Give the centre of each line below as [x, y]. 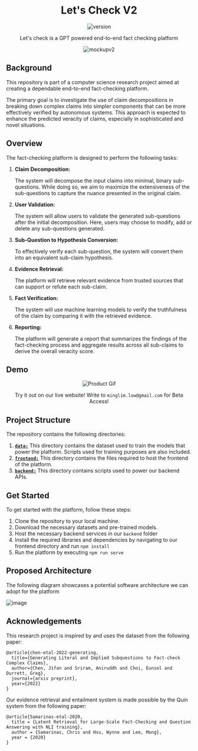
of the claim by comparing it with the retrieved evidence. [83, 315]
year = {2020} [29, 737]
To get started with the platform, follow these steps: [69, 510]
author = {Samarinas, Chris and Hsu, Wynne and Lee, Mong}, [87, 732]
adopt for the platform [33, 591]
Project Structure [38, 420]
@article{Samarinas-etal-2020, [44, 717]
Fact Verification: [36, 298]
